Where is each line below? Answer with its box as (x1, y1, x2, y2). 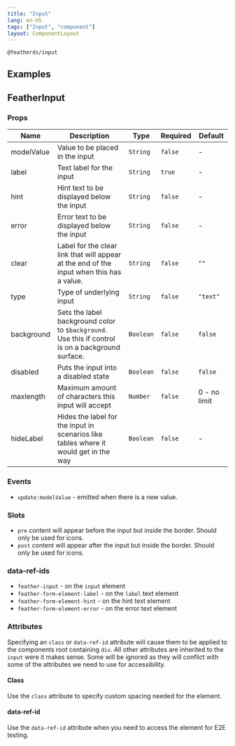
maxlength (10, 392, 45, 402)
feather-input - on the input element (17, 582, 126, 590)
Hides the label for (57, 412, 117, 421)
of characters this (57, 392, 115, 402)
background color (57, 316, 116, 326)
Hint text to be (57, 183, 104, 193)
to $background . (57, 325, 107, 335)
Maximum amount (57, 383, 117, 393)
